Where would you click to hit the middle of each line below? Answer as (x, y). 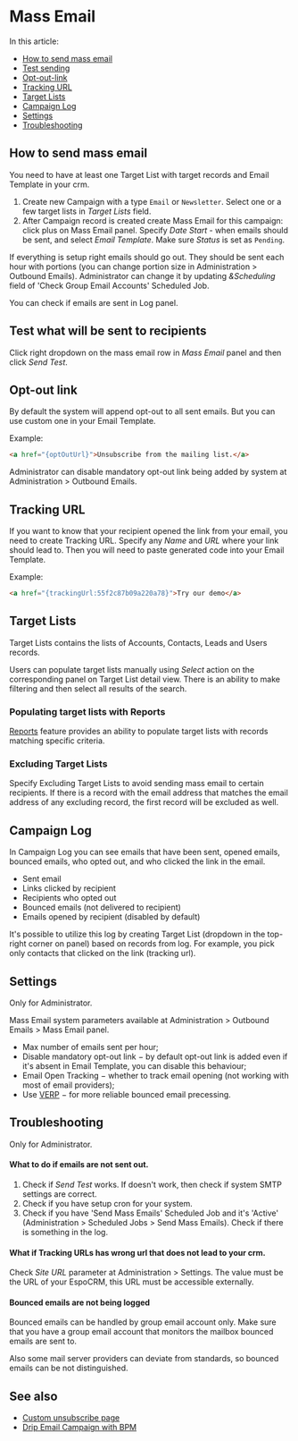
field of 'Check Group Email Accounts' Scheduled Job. (109, 285)
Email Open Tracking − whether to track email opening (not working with (155, 1075)
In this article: (34, 41)
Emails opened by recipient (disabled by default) (111, 917)
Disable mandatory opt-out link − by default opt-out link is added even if (155, 1056)
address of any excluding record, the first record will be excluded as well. (144, 802)
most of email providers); (68, 1085)
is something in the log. (65, 1232)
